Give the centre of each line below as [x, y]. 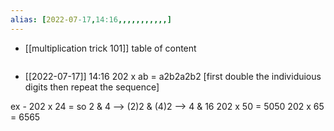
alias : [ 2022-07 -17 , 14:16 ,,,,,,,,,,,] [91, 19]
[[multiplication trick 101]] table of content [110, 48]
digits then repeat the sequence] [92, 87]
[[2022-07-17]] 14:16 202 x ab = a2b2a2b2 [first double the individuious [173, 76]
